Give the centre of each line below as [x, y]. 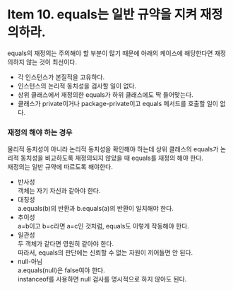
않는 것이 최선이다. [52, 62]
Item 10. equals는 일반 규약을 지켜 [102, 14]
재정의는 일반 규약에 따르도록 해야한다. [60, 167]
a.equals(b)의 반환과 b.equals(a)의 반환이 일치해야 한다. [96, 209]
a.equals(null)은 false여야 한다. [61, 270]
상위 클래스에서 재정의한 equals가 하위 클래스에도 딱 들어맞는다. [106, 94]
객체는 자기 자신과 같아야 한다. [59, 191]
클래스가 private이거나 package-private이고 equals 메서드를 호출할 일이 [118, 103]
